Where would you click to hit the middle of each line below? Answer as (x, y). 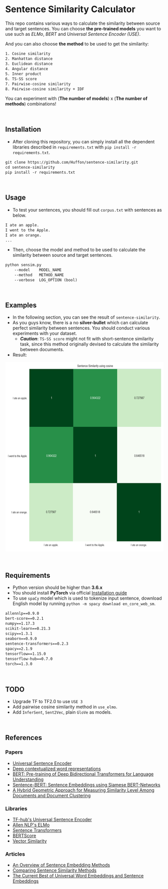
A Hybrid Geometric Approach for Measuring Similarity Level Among (83, 790)
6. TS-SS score (21, 79)
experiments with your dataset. (45, 333)
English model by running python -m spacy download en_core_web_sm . (84, 604)
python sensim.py (23, 265)
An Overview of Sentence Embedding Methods (61, 865)
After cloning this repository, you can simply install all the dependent (83, 141)
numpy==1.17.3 (20, 624)
